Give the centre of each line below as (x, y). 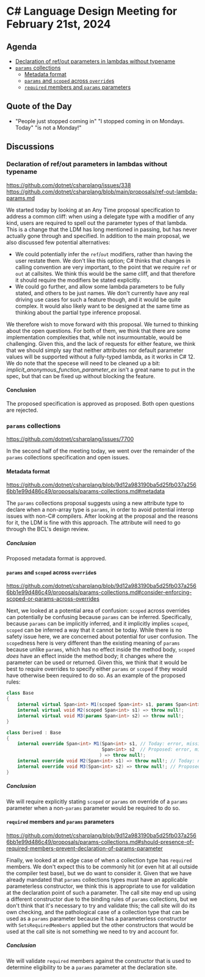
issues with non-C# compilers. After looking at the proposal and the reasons (102, 516)
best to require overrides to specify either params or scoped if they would (97, 669)
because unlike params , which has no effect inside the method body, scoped (101, 650)
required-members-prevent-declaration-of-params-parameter (85, 848)
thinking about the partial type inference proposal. (78, 312)
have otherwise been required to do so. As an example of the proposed (96, 676)
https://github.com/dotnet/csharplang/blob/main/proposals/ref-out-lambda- (102, 191)
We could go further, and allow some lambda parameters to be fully (100, 286)
